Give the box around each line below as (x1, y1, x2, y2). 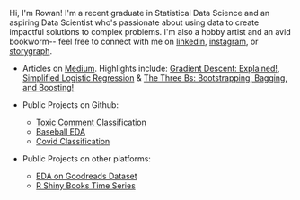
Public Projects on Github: (22, 100, 119, 110)
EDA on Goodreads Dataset (35, 170, 137, 181)
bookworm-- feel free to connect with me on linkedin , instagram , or (9, 36, 259, 47)
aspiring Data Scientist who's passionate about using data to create (9, 17, 260, 28)
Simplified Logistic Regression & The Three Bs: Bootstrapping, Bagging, (22, 73, 287, 83)
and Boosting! (22, 83, 75, 92)
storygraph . (9, 46, 52, 57)
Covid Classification (35, 136, 110, 146)
